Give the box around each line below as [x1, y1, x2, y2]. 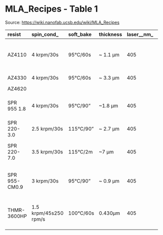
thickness [98, 31, 122, 37]
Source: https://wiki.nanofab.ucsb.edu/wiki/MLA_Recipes [5, 19, 120, 25]
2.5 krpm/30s [31, 125, 63, 132]
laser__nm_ [127, 31, 154, 37]
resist [7, 31, 21, 37]
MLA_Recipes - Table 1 [5, 3, 98, 15]
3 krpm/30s [31, 177, 59, 184]
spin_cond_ [31, 31, 59, 37]
